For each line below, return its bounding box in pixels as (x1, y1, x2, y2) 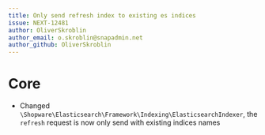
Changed (19, 101, 50, 111)
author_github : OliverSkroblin (8, 41, 112, 49)
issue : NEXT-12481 (8, 19, 69, 27)
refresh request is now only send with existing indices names (19, 118, 221, 127)
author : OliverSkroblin (8, 26, 87, 34)
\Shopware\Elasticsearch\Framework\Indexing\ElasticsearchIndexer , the (19, 110, 258, 119)
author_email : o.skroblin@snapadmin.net (8, 33, 144, 42)
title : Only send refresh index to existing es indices (8, 11, 196, 20)
